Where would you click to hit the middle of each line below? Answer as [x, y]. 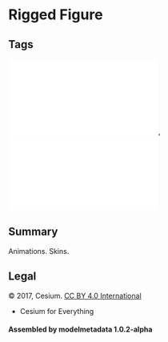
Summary [33, 232]
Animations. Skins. [39, 251]
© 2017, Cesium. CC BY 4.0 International [75, 296]
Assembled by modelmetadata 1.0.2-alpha [80, 329]
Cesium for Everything [57, 311]
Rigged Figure [56, 15]
